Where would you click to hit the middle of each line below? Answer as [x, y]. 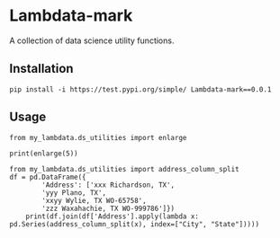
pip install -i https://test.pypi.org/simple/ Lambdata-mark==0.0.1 [140, 89]
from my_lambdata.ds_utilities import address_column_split [125, 169]
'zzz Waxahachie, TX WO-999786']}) [108, 208]
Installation [41, 69]
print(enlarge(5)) [44, 154]
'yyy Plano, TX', [74, 193]
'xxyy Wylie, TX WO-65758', [94, 200]
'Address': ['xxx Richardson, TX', [108, 185]
